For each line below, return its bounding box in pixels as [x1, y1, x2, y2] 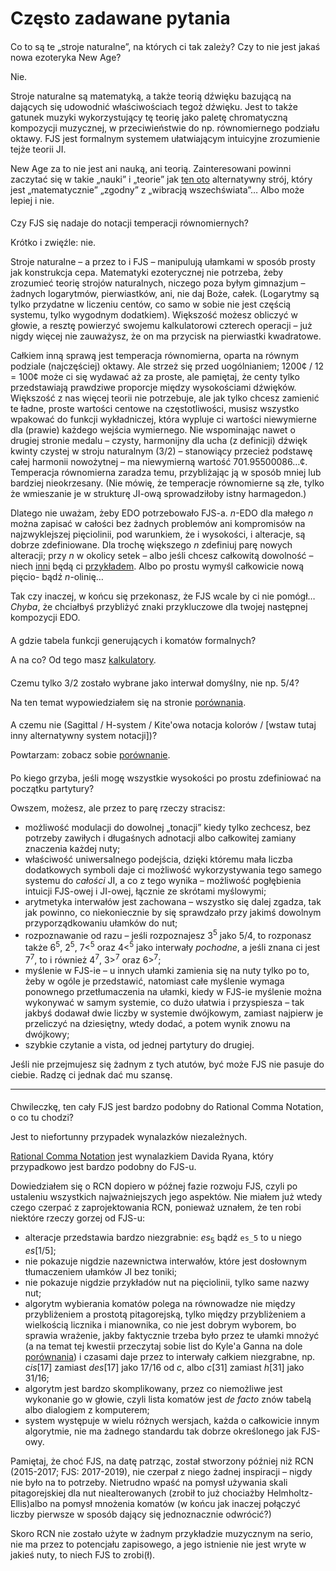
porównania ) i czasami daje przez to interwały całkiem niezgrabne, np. [24, 1351, 316, 1363]
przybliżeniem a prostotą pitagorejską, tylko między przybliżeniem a [24, 1308, 307, 1321]
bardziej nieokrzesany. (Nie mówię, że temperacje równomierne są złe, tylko [10, 477, 325, 489]
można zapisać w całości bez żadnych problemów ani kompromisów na [10, 518, 306, 530]
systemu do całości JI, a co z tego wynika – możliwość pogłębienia [24, 874, 302, 886]
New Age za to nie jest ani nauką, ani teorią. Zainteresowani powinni [10, 162, 292, 174]
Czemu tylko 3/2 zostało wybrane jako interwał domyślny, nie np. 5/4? [10, 677, 300, 689]
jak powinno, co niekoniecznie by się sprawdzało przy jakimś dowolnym [24, 906, 322, 918]
